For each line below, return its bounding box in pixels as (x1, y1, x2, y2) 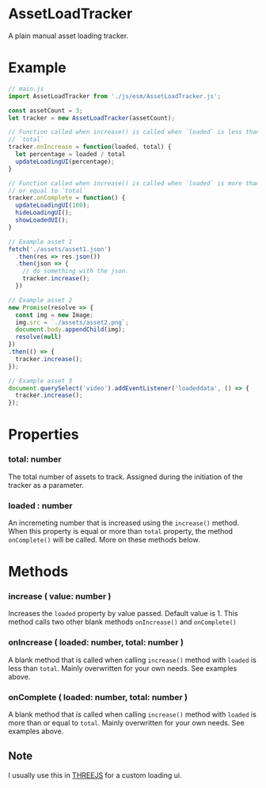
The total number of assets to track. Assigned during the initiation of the (8, 472, 243, 482)
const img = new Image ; (15, 310, 93, 319)
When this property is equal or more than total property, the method (8, 526, 234, 535)
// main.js (8, 85, 44, 93)
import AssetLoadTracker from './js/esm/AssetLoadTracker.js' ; (8, 92, 222, 100)
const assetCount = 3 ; (8, 106, 83, 115)
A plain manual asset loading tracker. (8, 31, 129, 40)
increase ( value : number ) (8, 591, 112, 602)
